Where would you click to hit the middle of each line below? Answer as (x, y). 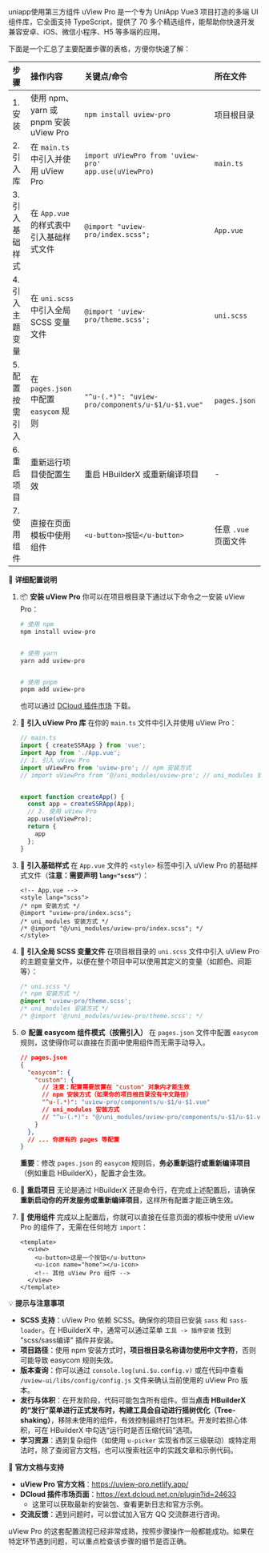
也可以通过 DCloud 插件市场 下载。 (77, 706)
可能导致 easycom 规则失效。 (68, 1360)
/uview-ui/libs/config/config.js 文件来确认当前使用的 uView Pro (129, 1380)
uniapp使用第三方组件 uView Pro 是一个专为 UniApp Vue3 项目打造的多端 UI (133, 12)
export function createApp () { (72, 797)
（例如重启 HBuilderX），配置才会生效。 (85, 1173)
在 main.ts (50, 147)
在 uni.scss (52, 298)
